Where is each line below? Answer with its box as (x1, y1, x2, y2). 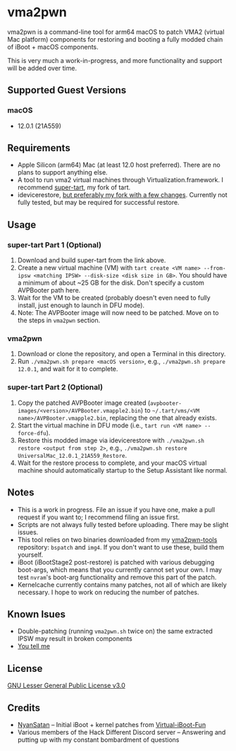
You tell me (17, 642, 51, 651)
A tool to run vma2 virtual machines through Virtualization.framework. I (17, 176, 223, 184)
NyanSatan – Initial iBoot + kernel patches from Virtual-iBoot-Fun (17, 720, 206, 728)
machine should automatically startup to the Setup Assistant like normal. (17, 466, 228, 474)
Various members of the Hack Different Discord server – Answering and (17, 728, 226, 736)
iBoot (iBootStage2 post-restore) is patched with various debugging (17, 557, 215, 566)
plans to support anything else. (17, 168, 108, 177)
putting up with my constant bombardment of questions (17, 735, 180, 744)
